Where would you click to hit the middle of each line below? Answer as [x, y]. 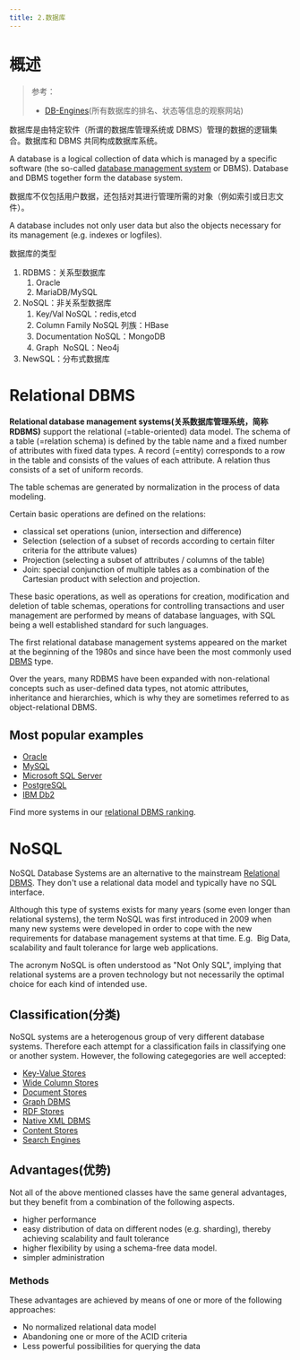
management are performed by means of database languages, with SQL [142, 615]
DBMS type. [31, 661]
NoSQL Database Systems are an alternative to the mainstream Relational [145, 873]
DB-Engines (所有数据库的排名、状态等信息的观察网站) [144, 110]
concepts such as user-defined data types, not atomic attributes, [129, 688]
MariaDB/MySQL [67, 291]
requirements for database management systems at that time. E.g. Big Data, [150, 939]
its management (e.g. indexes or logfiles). [86, 235]
